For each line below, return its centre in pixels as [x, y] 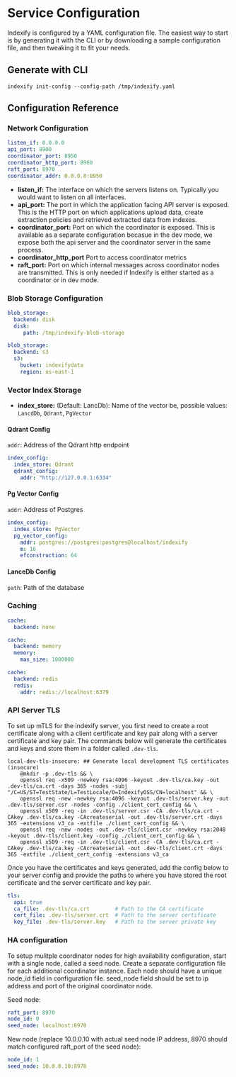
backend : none [34, 627]
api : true [28, 902]
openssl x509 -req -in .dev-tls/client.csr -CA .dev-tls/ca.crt [117, 842]
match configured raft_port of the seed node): [74, 1047]
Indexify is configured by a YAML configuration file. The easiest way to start [118, 33]
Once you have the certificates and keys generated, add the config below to [118, 867]
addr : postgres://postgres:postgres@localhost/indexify [104, 542]
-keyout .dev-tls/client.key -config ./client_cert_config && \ [104, 836]
